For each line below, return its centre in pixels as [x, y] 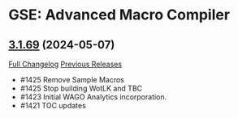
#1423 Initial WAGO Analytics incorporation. [93, 97]
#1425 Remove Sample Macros [72, 80]
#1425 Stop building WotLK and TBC [81, 88]
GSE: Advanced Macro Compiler [119, 15]
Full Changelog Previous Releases [65, 64]
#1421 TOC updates [53, 105]
